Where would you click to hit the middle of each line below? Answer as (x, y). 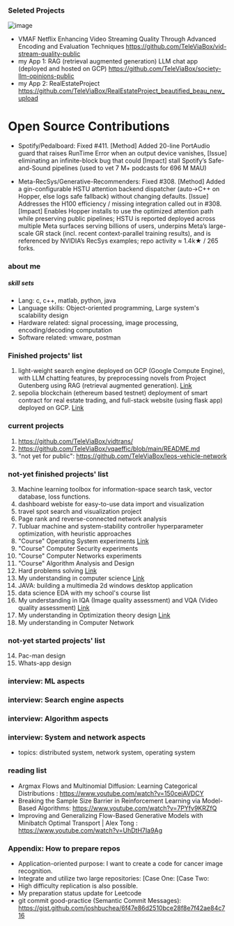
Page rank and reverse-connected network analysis (92, 519)
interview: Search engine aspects (66, 700)
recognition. (35, 871)
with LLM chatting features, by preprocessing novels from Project (112, 378)
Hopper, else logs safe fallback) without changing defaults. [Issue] (113, 197)
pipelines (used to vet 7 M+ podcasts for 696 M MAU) (130, 168)
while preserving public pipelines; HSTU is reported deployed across (117, 219)
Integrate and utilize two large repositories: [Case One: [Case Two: (114, 878)
